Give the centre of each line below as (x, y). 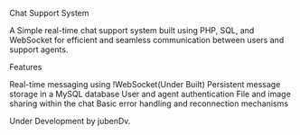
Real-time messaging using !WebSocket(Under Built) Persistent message (145, 84)
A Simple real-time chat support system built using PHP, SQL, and (132, 30)
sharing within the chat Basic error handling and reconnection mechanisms (149, 103)
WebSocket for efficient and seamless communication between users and (147, 40)
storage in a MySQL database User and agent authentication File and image (150, 94)
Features (26, 67)
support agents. (39, 49)
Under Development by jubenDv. (70, 121)
